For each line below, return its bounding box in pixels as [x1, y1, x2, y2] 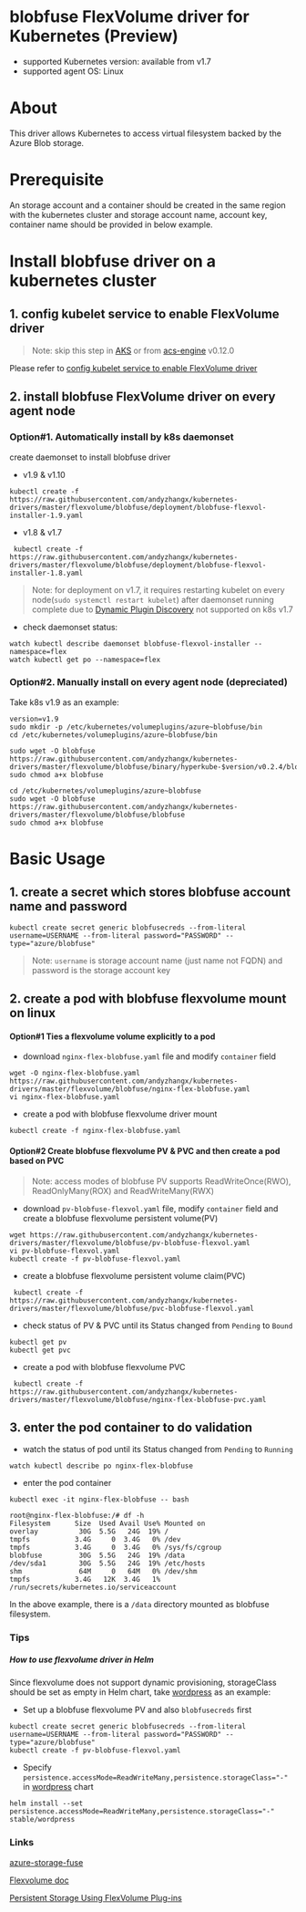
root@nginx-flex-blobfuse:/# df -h [9, 1512, 145, 1521]
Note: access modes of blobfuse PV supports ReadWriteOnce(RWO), [31, 1175, 291, 1187]
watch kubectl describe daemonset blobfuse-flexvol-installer [9, 639, 250, 649]
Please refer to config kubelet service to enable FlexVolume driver [9, 362, 258, 373]
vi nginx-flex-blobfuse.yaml [9, 1093, 120, 1102]
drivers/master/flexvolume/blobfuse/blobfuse [9, 810, 185, 819]
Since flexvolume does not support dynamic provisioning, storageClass [9, 1677, 277, 1689]
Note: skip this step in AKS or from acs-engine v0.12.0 [31, 345, 235, 356]
